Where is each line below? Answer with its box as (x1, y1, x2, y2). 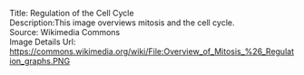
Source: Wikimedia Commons (9, 27, 121, 37)
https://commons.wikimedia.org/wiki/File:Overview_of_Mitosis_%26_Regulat (9, 46, 295, 57)
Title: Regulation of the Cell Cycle (9, 8, 134, 18)
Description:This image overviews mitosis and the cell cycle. (9, 17, 235, 28)
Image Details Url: (9, 36, 76, 47)
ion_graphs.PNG (9, 56, 71, 66)
